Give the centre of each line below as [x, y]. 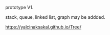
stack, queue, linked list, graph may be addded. [56, 17]
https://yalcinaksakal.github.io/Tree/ [43, 27]
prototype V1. [19, 7]
